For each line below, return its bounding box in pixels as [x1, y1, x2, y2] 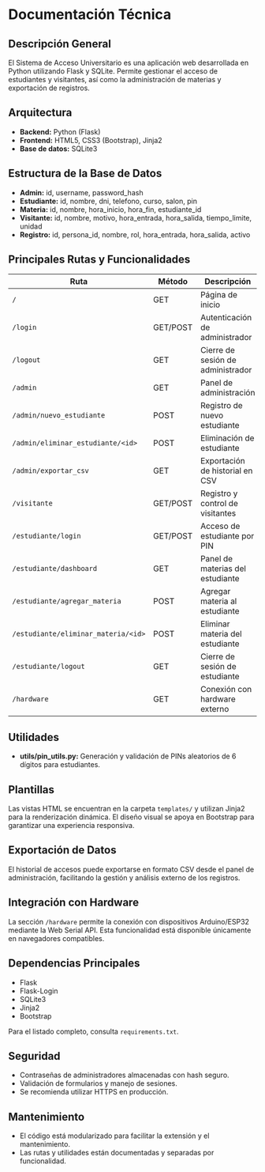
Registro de [200, 400, 243, 411]
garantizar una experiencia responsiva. [8, 821, 135, 830]
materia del [200, 629, 242, 640]
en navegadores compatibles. [8, 933, 105, 943]
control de [200, 498, 238, 509]
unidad [19, 221, 43, 231]
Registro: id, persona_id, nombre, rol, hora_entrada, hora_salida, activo [19, 229, 251, 239]
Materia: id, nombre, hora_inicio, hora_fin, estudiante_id [19, 204, 202, 214]
